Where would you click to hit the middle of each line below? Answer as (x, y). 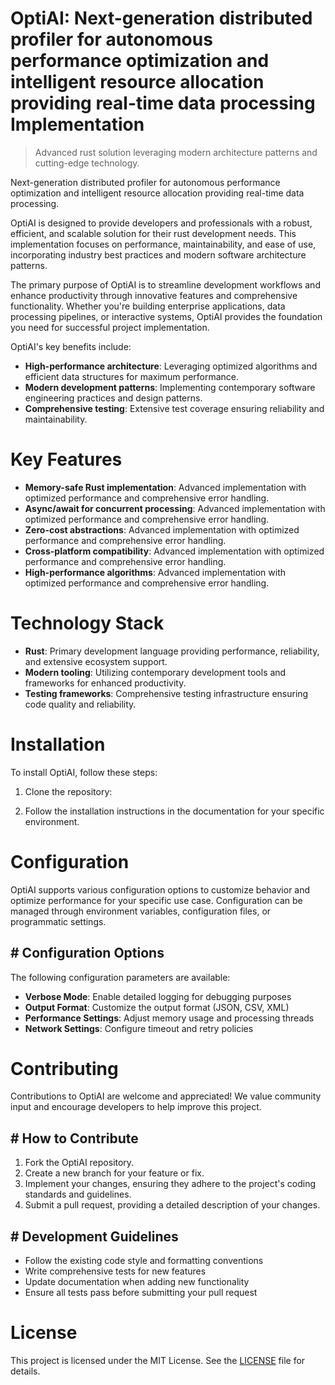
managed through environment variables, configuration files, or (141, 911)
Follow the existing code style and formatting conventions (144, 1261)
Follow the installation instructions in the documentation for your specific (174, 811)
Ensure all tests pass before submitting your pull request (141, 1293)
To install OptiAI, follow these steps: (84, 772)
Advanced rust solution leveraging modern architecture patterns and (176, 152)
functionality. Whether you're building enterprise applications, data (148, 306)
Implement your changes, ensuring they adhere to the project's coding (170, 1184)
